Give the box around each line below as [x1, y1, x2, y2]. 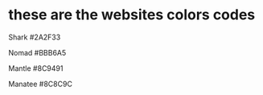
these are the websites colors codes [8, 6, 256, 24]
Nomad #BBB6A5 [8, 47, 67, 57]
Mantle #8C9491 [8, 63, 64, 73]
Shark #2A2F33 [8, 32, 61, 42]
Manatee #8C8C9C [8, 79, 72, 89]
